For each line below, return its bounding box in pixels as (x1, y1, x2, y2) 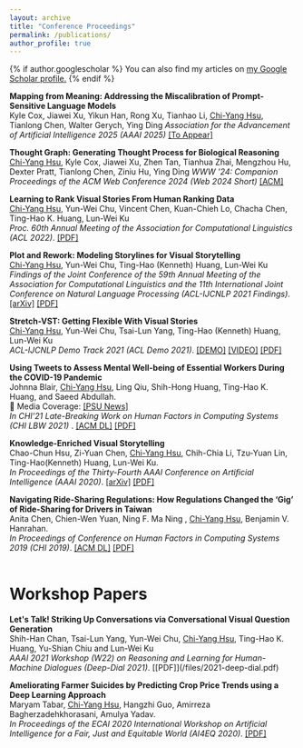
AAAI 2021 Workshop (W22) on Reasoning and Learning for (9, 653, 233, 663)
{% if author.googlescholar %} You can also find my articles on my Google (9, 64, 288, 75)
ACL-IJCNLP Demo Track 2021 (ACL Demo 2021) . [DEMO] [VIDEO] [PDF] (9, 344, 282, 355)
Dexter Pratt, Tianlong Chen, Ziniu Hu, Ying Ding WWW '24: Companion (9, 166, 279, 177)
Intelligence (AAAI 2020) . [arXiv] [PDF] (9, 476, 155, 487)
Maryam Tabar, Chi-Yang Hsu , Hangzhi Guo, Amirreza (9, 699, 211, 710)
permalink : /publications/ (9, 30, 112, 39)
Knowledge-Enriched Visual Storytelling (9, 438, 165, 449)
